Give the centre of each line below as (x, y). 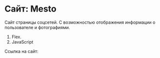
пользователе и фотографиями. (37, 27)
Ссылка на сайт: (21, 51)
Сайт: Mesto (31, 9)
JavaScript (22, 42)
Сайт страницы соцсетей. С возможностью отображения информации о (80, 22)
